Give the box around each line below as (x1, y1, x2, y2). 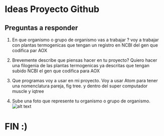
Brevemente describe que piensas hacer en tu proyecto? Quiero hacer (12, 57, 157, 63)
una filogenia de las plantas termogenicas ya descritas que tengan (12, 63, 150, 68)
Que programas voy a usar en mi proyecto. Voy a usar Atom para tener (12, 78, 158, 83)
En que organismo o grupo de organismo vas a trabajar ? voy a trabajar (12, 37, 159, 43)
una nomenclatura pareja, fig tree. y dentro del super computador (12, 83, 148, 89)
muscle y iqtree (12, 88, 44, 94)
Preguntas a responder (5, 24, 78, 32)
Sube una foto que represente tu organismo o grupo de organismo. (12, 98, 151, 104)
